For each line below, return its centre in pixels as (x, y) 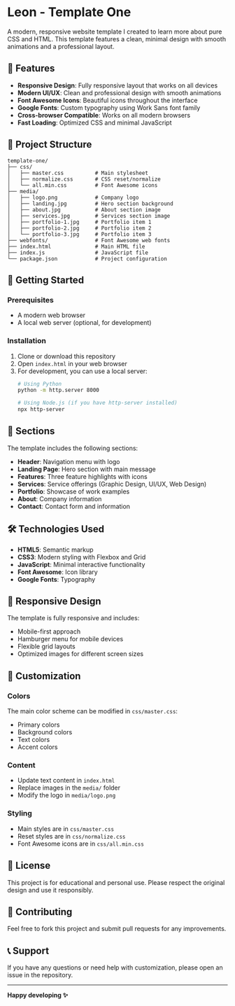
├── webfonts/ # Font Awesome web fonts (89, 240)
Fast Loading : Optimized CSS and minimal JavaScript (94, 123)
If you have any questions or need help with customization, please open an (115, 967)
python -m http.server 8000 (58, 390)
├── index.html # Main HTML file (76, 246)
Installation (27, 341)
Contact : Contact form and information (74, 506)
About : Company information (59, 498)
